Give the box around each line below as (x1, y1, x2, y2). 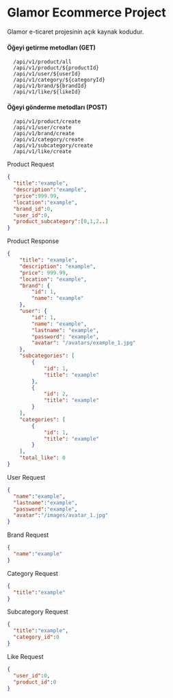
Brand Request (7, 531, 49, 539)
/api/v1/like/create (13, 148, 72, 155)
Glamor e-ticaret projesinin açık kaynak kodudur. (7, 27, 144, 36)
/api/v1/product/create (13, 118, 81, 125)
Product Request (7, 160, 55, 169)
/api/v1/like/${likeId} (13, 89, 81, 95)
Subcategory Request (7, 607, 68, 616)
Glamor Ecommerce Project (7, 5, 166, 21)
